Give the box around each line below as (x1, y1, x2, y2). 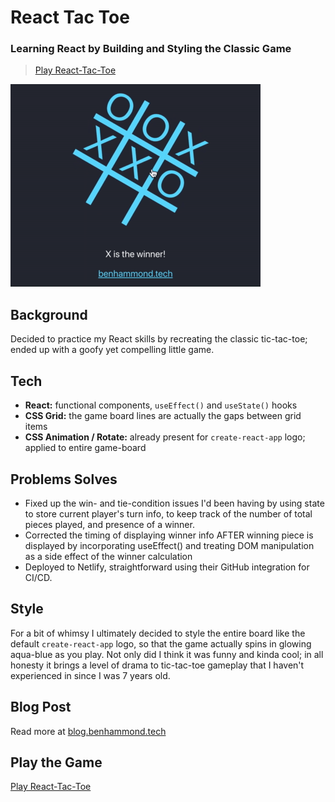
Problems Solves (10, 471, 118, 488)
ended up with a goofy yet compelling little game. (10, 344, 215, 356)
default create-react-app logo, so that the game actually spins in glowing (10, 637, 312, 650)
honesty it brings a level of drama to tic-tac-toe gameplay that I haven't (10, 659, 305, 671)
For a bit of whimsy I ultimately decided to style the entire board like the (10, 627, 306, 639)
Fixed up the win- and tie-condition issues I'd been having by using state (24, 497, 325, 509)
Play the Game (10, 754, 103, 771)
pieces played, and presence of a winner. (24, 518, 195, 530)
